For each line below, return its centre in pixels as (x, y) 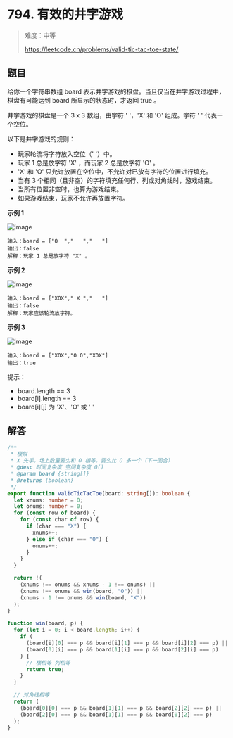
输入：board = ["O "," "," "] (58, 241)
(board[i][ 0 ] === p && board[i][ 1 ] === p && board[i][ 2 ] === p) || (127, 643)
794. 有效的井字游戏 (65, 14)
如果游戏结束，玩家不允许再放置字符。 (73, 198)
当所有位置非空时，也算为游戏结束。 (70, 189)
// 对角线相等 (32, 695)
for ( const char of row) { (59, 520)
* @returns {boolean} (42, 480)
